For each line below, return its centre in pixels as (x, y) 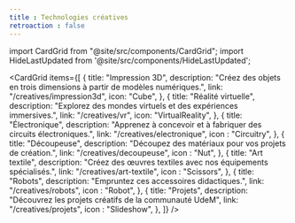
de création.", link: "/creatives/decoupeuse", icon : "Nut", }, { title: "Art (136, 152)
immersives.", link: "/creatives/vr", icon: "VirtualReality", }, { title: (126, 115)
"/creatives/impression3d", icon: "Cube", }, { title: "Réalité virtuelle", (132, 96)
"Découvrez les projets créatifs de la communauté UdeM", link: (124, 199)
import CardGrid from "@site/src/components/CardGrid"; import (126, 50)
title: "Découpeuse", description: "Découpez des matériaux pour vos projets (147, 143)
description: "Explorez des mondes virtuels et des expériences (124, 105)
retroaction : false (47, 26)
